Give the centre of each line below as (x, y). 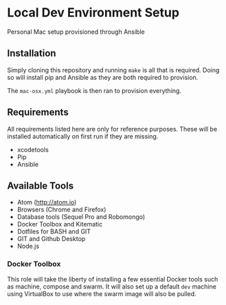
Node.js (28, 246)
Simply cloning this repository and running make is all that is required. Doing (113, 70)
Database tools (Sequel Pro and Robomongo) (81, 217)
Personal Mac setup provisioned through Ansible (76, 32)
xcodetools (33, 149)
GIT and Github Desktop (51, 239)
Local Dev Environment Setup (93, 13)
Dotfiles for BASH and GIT (54, 231)
